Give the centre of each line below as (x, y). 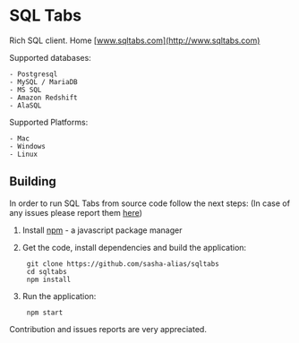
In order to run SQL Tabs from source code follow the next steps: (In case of (150, 203)
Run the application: (59, 296)
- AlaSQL (26, 105)
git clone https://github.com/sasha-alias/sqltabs (123, 264)
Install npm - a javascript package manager (102, 230)
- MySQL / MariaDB (43, 81)
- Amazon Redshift (43, 98)
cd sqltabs (47, 271)
